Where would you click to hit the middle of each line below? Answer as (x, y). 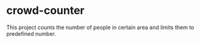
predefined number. (31, 33)
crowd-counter (45, 11)
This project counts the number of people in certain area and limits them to (100, 27)
